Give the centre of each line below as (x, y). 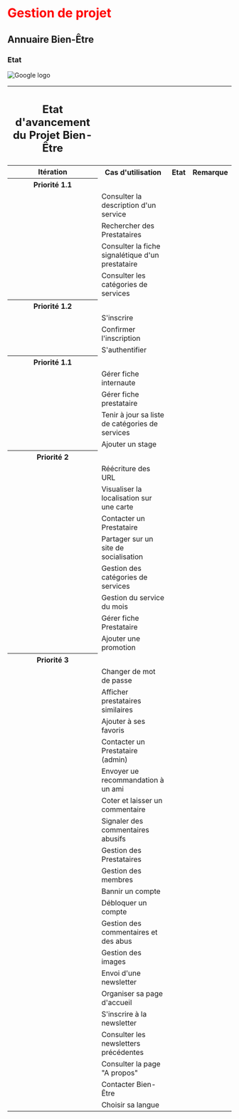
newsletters (121, 1044)
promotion (119, 647)
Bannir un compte (131, 891)
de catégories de (130, 424)
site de (113, 547)
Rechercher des (128, 226)
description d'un (129, 206)
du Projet (37, 135)
